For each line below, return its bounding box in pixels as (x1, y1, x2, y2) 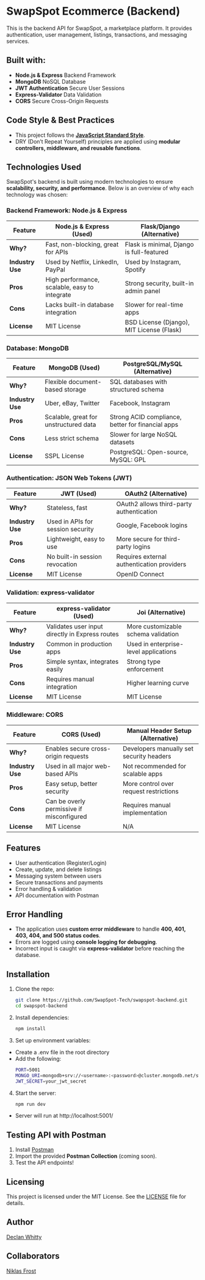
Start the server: (15, 1089, 57, 1097)
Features (6, 843, 41, 853)
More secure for (116, 535, 163, 544)
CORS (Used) (61, 730, 101, 738)
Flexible (45, 377, 67, 386)
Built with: (6, 55, 46, 65)
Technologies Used (6, 162, 81, 172)
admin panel (124, 286, 160, 295)
